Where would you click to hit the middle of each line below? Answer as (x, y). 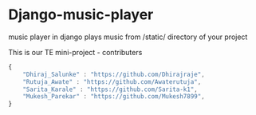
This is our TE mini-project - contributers (75, 52)
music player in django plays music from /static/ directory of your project (128, 37)
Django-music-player (81, 15)
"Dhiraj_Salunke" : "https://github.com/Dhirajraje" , (114, 74)
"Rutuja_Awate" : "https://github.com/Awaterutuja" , (112, 81)
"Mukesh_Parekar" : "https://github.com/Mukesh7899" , (114, 97)
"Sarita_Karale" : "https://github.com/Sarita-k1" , (110, 89)
